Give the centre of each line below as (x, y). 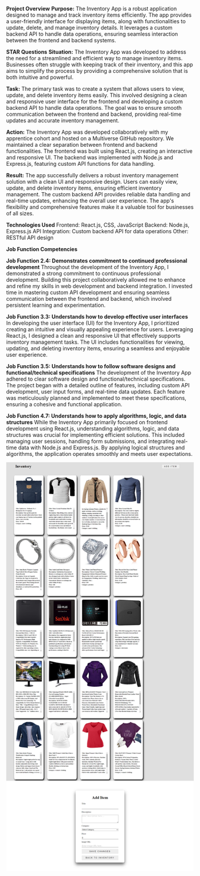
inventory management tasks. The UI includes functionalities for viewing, (96, 342)
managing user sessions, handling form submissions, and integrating (90, 441)
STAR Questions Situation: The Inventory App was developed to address (96, 52)
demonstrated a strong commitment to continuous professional (83, 273)
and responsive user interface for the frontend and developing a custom (95, 101)
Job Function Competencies (42, 249)
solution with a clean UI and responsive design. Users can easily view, (92, 182)
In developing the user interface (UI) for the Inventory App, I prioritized (93, 323)
